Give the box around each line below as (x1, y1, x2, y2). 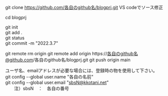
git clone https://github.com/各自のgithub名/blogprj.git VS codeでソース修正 (5, 5, 163, 10)
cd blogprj (5, 15, 27, 20)
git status (5, 35, 25, 41)
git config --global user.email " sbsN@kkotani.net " (5, 79, 109, 85)
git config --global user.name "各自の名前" (5, 74, 94, 79)
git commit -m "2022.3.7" (5, 40, 59, 46)
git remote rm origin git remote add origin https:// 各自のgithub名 (5, 51, 138, 56)
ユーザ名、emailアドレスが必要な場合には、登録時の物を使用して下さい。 (5, 67, 158, 73)
